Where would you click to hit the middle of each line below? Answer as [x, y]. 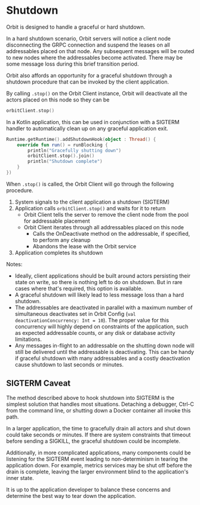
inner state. [20, 478]
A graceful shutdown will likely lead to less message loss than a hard [99, 295]
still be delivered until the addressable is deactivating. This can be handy [104, 352]
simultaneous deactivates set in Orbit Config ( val [75, 313]
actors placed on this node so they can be [58, 100]
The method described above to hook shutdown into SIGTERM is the [90, 398]
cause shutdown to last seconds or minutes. [69, 364]
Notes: [14, 264]
